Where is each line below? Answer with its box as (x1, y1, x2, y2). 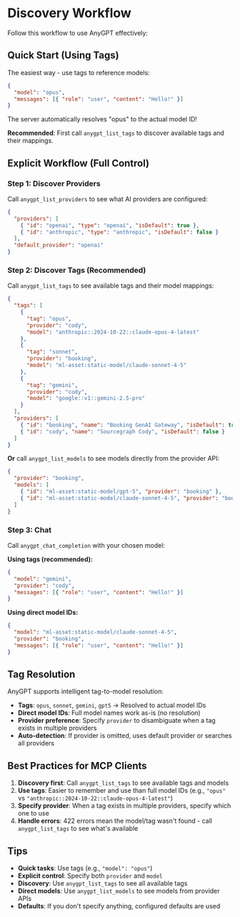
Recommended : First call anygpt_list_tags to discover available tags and (7, 129, 225, 137)
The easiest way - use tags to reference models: (7, 68, 150, 76)
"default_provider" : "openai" (14, 241, 104, 249)
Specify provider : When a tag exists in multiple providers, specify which (17, 801, 231, 810)
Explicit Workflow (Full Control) (7, 157, 150, 169)
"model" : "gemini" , (14, 575, 72, 583)
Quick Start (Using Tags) (7, 49, 119, 61)
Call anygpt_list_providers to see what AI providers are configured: (7, 194, 209, 203)
